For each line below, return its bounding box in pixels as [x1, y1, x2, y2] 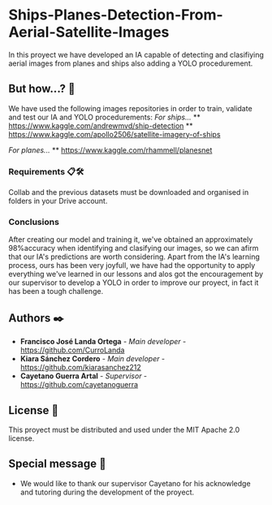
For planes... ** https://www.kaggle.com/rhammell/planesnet [8, 145, 213, 155]
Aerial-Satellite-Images [8, 23, 170, 41]
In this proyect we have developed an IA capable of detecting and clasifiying [8, 50, 264, 59]
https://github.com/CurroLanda [19, 345, 125, 355]
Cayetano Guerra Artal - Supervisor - [19, 371, 148, 381]
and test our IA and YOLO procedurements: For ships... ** [8, 112, 201, 122]
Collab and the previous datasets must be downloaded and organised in [8, 188, 249, 197]
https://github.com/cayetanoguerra [19, 380, 139, 390]
